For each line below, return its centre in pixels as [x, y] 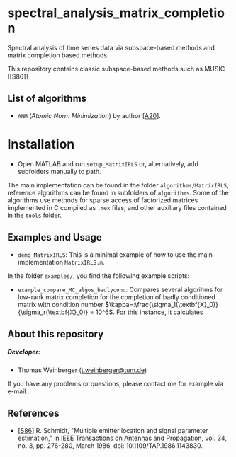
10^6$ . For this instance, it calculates [149, 312]
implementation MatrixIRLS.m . [61, 262]
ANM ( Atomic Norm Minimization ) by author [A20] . [89, 115]
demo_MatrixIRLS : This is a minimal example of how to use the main [115, 254]
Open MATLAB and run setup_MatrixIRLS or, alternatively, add [108, 163]
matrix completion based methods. [58, 55]
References [33, 413]
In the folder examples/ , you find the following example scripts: [99, 276]
